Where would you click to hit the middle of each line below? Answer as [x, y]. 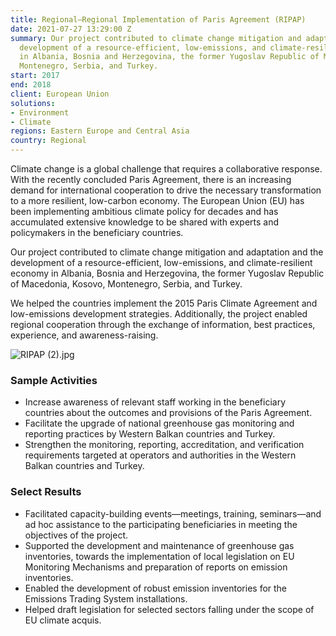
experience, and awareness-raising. [84, 335]
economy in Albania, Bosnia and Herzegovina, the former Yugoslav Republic [167, 273]
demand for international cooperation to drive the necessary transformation [166, 190]
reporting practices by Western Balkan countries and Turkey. [150, 434]
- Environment [40, 112]
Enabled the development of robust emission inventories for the [156, 588]
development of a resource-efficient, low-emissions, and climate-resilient [161, 262]
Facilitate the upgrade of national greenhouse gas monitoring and [159, 423]
